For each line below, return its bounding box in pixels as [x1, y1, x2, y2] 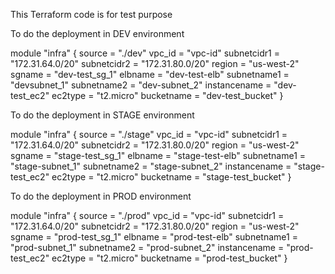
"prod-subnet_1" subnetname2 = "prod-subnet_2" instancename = [10, 242, 285, 253]
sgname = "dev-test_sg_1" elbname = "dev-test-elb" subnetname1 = [10, 69, 290, 80]
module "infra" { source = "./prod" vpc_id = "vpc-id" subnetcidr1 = [10, 210, 285, 221]
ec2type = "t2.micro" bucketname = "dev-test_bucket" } [51, 90, 284, 101]
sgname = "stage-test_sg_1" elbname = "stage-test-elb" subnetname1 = [10, 150, 307, 161]
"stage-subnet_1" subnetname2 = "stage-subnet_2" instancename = [10, 160, 292, 172]
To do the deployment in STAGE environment [10, 109, 195, 121]
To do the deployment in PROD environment [10, 190, 192, 202]
